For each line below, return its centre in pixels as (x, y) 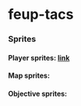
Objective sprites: (38, 93)
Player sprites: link (39, 57)
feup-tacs (41, 15)
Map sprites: (29, 75)
